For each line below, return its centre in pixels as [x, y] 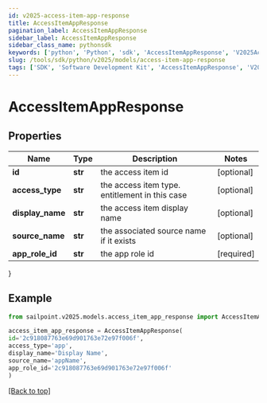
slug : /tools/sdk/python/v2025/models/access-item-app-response [117, 61]
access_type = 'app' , [41, 346]
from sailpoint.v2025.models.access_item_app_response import [113, 317]
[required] [236, 253]
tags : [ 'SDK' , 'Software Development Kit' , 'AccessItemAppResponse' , [126, 68]
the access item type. [141, 185]
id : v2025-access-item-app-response [69, 16]
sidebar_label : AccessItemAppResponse [72, 38]
